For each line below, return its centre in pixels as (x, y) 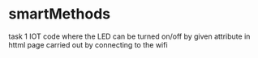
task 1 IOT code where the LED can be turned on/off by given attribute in (129, 36)
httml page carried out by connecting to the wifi (88, 44)
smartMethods (60, 14)
